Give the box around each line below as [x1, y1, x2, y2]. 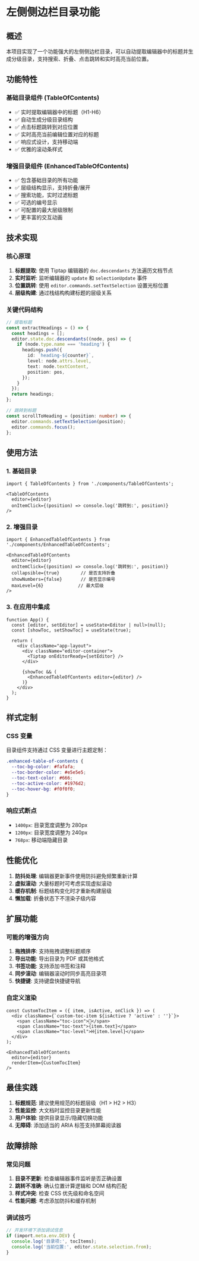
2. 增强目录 [6, 523, 38, 531]
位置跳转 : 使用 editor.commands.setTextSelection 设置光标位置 [14, 281, 169, 289]
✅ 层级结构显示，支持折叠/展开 [14, 184, 91, 191]
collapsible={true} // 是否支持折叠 [11, 570, 116, 576]
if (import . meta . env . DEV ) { [6, 1233, 76, 1239]
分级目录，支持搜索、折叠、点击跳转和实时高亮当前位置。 [11, 55, 152, 62]
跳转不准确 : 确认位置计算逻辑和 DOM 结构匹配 [14, 1182, 128, 1190]
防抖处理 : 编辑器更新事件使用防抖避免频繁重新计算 [14, 872, 138, 880]
